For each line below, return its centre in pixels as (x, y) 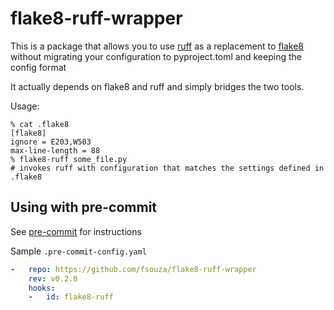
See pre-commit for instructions (76, 231)
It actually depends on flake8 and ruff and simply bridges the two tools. (157, 86)
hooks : (42, 288)
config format (38, 67)
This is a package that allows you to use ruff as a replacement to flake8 (157, 46)
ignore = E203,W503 (51, 142)
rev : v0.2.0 (53, 278)
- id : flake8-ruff (71, 297)
